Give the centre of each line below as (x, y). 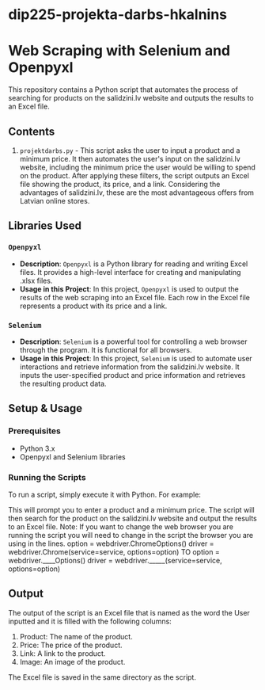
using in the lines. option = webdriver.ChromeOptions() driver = (112, 543)
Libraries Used (45, 226)
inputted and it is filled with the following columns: (90, 621)
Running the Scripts (47, 477)
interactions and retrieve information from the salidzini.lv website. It (129, 367)
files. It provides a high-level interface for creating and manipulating (130, 272)
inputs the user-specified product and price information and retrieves (132, 375)
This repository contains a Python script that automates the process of (123, 90)
